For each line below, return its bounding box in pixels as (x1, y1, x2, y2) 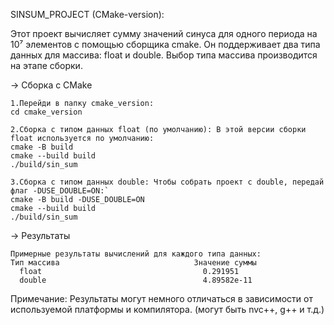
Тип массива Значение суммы (10, 258, 257, 268)
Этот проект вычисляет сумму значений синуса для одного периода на (10, 28, 318, 39)
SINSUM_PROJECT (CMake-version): (10, 9, 165, 20)
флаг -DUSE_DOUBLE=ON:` (10, 186, 110, 196)
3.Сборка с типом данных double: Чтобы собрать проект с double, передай (10, 177, 325, 187)
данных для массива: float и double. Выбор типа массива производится (10, 49, 318, 61)
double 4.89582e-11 (19, 275, 253, 285)
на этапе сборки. (10, 60, 83, 71)
